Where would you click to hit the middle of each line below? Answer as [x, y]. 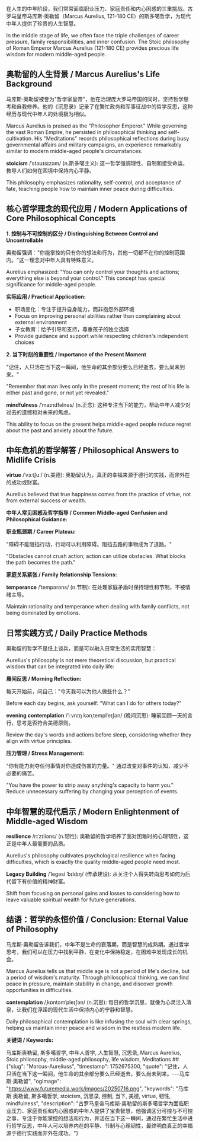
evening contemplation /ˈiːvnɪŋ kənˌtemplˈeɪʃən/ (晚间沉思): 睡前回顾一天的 [97, 716]
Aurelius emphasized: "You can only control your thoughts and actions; [93, 272]
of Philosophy [32, 929]
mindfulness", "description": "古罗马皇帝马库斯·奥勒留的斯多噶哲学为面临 [95, 1103]
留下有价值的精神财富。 [40, 882]
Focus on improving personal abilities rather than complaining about [98, 315]
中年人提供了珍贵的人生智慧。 [42, 23]
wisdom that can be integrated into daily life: [60, 666]
